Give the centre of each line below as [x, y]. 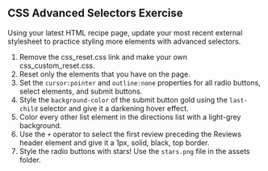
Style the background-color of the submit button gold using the [123, 99]
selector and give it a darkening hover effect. [114, 108]
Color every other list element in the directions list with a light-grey [130, 117]
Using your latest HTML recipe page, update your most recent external [125, 32]
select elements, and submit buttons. [81, 91]
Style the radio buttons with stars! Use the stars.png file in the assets [134, 151]
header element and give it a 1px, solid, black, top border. [114, 142]
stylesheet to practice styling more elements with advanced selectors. [124, 41]
